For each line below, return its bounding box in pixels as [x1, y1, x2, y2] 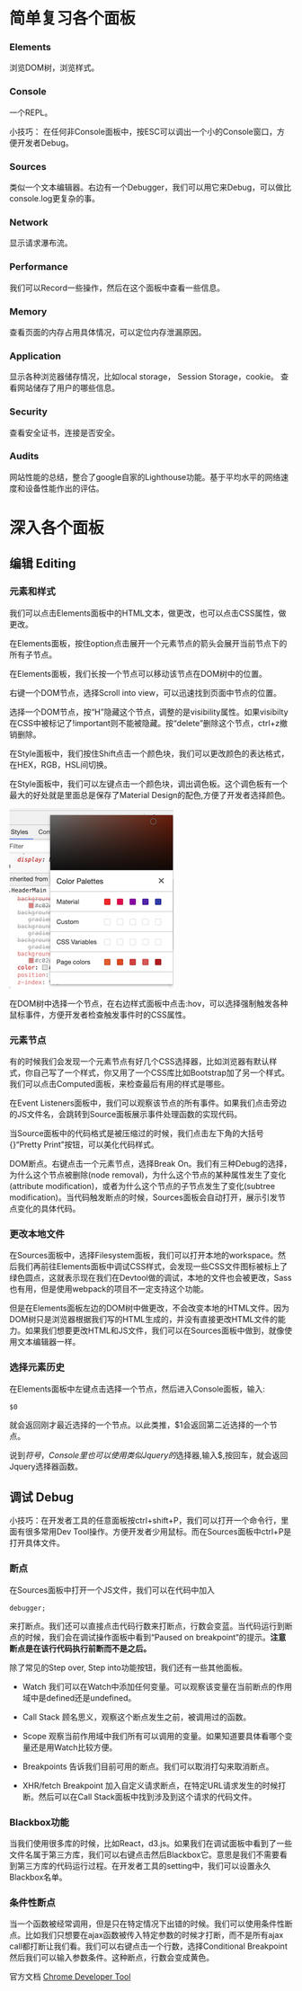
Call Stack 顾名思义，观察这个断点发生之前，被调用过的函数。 [22, 1711, 252, 1722]
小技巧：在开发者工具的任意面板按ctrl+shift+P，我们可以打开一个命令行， [9, 1515, 281, 1526]
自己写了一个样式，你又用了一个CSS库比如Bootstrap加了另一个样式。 [32, 1067, 290, 1079]
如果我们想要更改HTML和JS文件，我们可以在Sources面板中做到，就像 [24, 1325, 285, 1336]
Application [9, 350, 61, 362]
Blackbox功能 [9, 1816, 70, 1828]
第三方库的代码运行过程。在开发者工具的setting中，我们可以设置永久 [16, 1861, 271, 1871]
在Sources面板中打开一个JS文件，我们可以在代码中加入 [9, 1584, 216, 1595]
